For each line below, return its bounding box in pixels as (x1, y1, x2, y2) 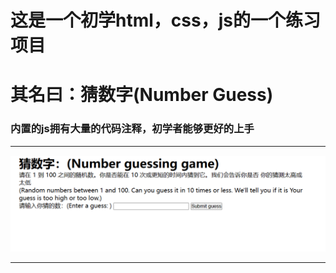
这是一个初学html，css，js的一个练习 (10, 9, 321, 32)
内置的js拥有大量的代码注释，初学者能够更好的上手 (10, 122, 255, 136)
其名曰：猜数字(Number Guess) (10, 84, 274, 106)
